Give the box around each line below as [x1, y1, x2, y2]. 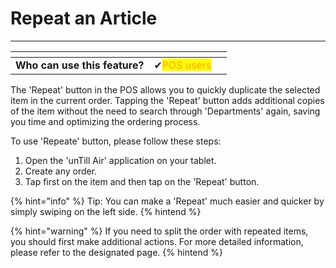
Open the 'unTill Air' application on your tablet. [24, 154, 217, 166]
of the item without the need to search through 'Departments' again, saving [10, 105, 321, 117]
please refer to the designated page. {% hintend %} [10, 246, 224, 258]
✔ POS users [153, 58, 212, 72]
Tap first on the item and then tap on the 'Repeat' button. [24, 175, 260, 187]
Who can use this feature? [15, 58, 145, 72]
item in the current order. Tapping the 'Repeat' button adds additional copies [10, 94, 325, 106]
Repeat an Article [10, 7, 158, 30]
